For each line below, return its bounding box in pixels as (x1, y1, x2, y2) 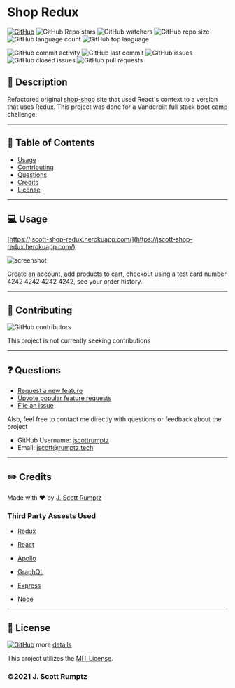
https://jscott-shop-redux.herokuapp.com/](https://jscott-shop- (9, 235, 193, 244)
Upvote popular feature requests (17, 394, 112, 402)
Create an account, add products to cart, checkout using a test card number (7, 270, 227, 278)
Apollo (17, 554, 36, 562)
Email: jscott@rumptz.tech (17, 444, 94, 451)
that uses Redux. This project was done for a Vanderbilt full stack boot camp (7, 102, 228, 111)
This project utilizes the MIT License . (7, 654, 113, 662)
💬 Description (7, 77, 68, 88)
